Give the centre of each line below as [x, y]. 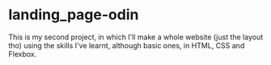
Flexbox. [23, 54]
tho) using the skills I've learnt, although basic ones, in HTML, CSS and [127, 45]
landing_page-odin [74, 15]
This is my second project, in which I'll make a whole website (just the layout [136, 37]
